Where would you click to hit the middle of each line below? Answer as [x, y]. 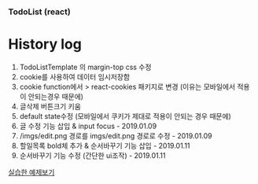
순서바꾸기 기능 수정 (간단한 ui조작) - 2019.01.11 [92, 155]
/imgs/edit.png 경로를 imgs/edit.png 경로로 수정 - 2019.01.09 [116, 135]
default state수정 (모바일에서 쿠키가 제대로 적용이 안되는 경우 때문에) [125, 116]
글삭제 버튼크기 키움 [50, 106]
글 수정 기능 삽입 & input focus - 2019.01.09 [88, 126]
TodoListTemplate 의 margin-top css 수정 [85, 67]
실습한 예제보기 [31, 172]
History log [45, 44]
